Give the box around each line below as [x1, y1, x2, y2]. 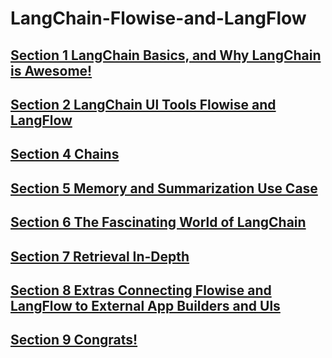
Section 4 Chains [10, 146, 120, 163]
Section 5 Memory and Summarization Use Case [10, 180, 318, 197]
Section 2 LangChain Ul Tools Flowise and [10, 96, 277, 113]
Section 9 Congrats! [10, 332, 138, 349]
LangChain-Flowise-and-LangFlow [10, 7, 307, 30]
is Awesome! [10, 62, 93, 79]
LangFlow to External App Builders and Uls [10, 297, 281, 314]
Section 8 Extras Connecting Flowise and [10, 282, 272, 299]
